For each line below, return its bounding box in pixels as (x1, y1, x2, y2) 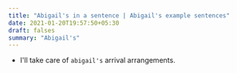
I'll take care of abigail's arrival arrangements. (19, 56, 176, 65)
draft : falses (8, 26, 56, 34)
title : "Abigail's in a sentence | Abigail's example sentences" (8, 11, 230, 20)
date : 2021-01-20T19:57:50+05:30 (8, 19, 120, 27)
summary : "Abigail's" (8, 33, 81, 42)
